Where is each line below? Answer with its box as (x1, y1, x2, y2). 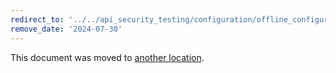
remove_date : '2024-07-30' (10, 24, 123, 34)
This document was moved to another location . (10, 51, 205, 63)
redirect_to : (10, 14, 65, 25)
